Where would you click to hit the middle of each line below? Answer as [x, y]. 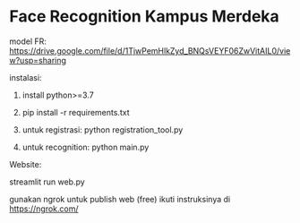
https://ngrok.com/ [44, 209]
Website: [26, 164]
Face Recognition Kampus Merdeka [144, 17]
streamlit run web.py [47, 182]
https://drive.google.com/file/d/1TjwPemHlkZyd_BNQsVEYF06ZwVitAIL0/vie [150, 50]
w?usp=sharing [38, 60]
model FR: [28, 41]
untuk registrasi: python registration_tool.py [103, 129]
